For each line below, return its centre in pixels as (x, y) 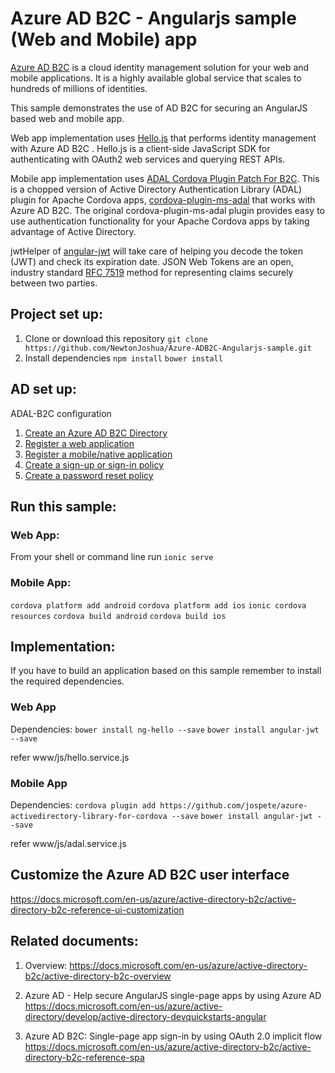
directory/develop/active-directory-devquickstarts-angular (145, 1016)
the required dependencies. (67, 681)
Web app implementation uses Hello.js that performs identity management (163, 138)
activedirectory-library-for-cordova (89, 816)
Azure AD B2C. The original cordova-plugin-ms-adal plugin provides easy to (167, 210)
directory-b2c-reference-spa (84, 1057)
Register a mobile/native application (98, 454)
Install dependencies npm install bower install (123, 358)
